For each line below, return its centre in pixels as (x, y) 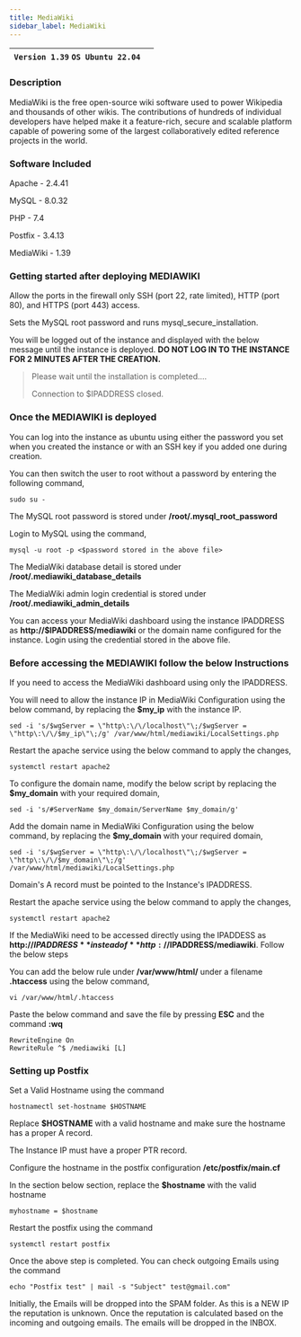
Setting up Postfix (49, 1070)
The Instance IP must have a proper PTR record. (98, 1150)
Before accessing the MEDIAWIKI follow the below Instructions (149, 663)
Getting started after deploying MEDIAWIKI (105, 277)
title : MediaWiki (42, 18)
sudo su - (28, 500)
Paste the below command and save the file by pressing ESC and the (137, 1014)
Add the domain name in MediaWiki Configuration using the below (132, 826)
